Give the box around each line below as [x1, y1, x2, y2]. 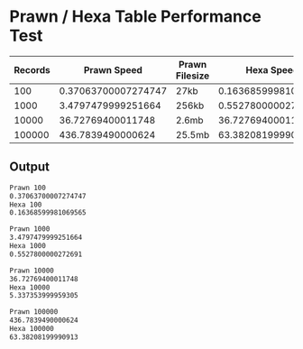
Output [9, 160, 50, 175]
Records [14, 63, 51, 76]
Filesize [175, 69, 210, 82]
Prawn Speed [84, 63, 142, 76]
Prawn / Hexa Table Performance [9, 6, 262, 27]
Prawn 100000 [9, 308, 59, 317]
